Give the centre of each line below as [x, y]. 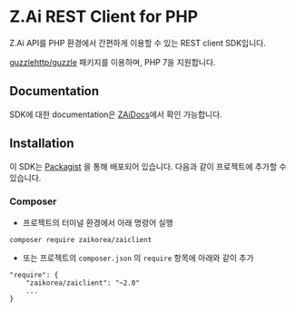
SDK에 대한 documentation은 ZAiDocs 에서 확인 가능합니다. [116, 114]
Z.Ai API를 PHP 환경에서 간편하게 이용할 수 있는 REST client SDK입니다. [138, 43]
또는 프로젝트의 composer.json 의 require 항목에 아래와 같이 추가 [138, 258]
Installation [42, 144]
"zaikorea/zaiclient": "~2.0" [83, 283]
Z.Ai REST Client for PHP [104, 17]
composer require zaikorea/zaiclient [81, 239]
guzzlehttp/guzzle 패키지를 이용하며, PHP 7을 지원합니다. [113, 62]
